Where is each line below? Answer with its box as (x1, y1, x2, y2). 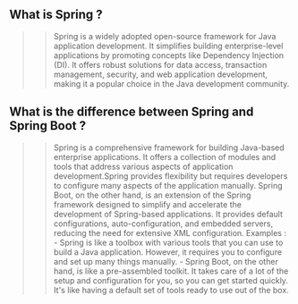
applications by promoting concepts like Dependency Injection (53, 49, 285, 61)
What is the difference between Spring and (9, 105, 254, 120)
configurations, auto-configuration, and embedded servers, (53, 218, 274, 229)
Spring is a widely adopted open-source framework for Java (53, 30, 277, 41)
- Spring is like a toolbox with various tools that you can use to (53, 237, 284, 248)
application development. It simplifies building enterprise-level (53, 40, 284, 51)
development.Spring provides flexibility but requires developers (53, 170, 288, 182)
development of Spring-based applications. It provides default (53, 208, 284, 219)
